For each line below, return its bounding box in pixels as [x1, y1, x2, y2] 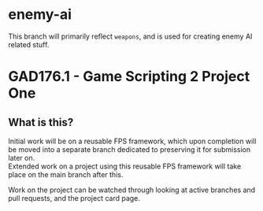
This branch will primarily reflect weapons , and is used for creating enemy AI [8, 31, 253, 41]
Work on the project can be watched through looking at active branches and [8, 185, 256, 194]
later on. [8, 153, 35, 162]
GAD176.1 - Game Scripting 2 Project [8, 68, 250, 86]
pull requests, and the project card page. [8, 193, 140, 202]
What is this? [8, 116, 74, 129]
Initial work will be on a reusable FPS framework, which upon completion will [8, 136, 257, 146]
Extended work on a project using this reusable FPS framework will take [8, 161, 242, 171]
